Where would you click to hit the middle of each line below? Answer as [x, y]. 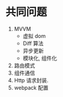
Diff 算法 [33, 43]
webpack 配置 [31, 88]
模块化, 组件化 [40, 58]
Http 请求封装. [31, 80]
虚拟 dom [34, 35]
